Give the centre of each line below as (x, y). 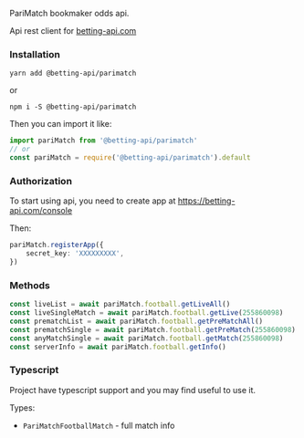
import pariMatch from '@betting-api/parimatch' (104, 141)
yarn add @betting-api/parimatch (73, 73)
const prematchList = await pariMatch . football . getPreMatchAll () (136, 321)
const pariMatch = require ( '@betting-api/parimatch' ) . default (130, 158)
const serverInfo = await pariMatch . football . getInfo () (118, 347)
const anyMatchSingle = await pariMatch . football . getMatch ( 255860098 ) (147, 338)
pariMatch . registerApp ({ (57, 245)
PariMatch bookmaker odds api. (69, 13)
